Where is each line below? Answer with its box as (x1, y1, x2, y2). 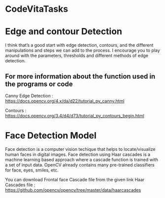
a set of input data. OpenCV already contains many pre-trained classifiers (5, 162, 155, 168)
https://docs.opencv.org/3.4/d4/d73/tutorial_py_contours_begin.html (5, 113, 144, 118)
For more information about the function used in (5, 72, 156, 81)
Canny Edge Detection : (5, 92, 53, 99)
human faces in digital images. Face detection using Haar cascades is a (5, 151, 151, 157)
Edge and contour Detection (5, 26, 122, 37)
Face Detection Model (5, 130, 97, 141)
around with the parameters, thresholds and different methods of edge (5, 53, 149, 58)
